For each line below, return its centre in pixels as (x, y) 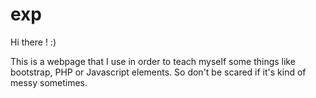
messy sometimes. (49, 82)
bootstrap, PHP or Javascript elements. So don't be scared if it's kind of (158, 72)
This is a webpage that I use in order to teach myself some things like (153, 61)
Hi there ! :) (33, 42)
